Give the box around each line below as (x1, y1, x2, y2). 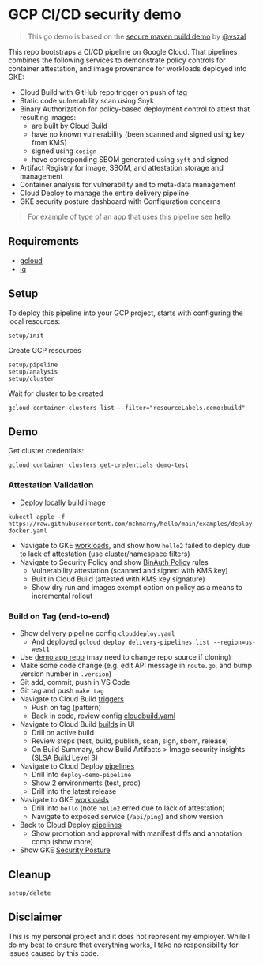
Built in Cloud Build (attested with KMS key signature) (31, 574, 205, 584)
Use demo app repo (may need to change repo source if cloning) (19, 652, 231, 661)
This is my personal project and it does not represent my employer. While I (8, 931, 250, 941)
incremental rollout (31, 591, 93, 600)
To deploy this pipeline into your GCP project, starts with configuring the (8, 308, 243, 318)
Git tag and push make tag (19, 686, 104, 695)
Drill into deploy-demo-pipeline (31, 769, 132, 779)
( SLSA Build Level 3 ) (31, 753, 99, 762)
